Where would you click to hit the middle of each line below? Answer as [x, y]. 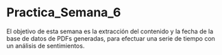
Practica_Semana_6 [64, 13]
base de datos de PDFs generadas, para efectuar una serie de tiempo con [111, 38]
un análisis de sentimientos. [46, 45]
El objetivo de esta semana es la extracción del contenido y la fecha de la [110, 31]
